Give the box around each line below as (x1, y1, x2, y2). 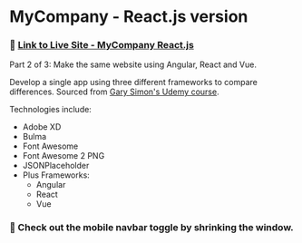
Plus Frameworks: (22, 170, 91, 180)
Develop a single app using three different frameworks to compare (9, 77, 258, 88)
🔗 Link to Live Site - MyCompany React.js (9, 39, 195, 52)
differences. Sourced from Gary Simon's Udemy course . (9, 86, 219, 97)
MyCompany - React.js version (9, 6, 248, 27)
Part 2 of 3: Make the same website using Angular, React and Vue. (9, 59, 257, 70)
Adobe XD (22, 121, 62, 132)
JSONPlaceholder (22, 160, 90, 171)
